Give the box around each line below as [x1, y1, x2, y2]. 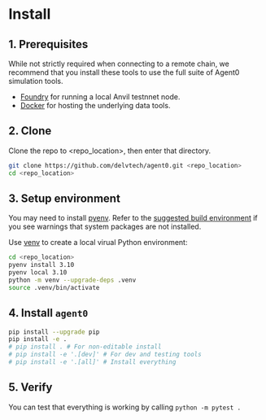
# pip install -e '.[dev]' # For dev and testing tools [8, 351, 202, 359]
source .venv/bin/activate [8, 283, 100, 291]
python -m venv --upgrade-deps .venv [8, 276, 137, 284]
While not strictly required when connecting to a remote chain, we [8, 59, 229, 68]
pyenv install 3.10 [8, 261, 75, 269]
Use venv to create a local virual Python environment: [8, 238, 188, 247]
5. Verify [8, 380, 53, 395]
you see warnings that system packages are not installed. [8, 221, 202, 232]
